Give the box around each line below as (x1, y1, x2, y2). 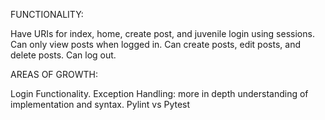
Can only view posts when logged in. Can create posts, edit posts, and (10, 39, 301, 50)
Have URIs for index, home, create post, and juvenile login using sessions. (10, 28, 315, 39)
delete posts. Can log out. (10, 49, 117, 61)
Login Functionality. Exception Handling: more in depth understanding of (10, 88, 309, 99)
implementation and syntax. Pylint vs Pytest (10, 99, 191, 110)
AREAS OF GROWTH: (10, 69, 98, 80)
